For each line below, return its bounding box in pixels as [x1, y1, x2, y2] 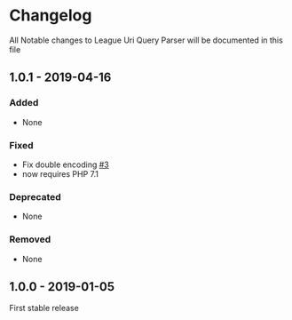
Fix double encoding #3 [21, 159, 109, 170]
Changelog [9, 5, 92, 26]
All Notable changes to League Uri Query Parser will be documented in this [9, 35, 284, 45]
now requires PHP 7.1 [21, 168, 99, 179]
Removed [9, 233, 51, 245]
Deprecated [9, 190, 62, 203]
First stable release [9, 303, 80, 314]
